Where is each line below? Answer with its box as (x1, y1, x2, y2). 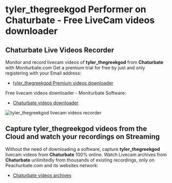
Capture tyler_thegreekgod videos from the (5, 124, 147, 133)
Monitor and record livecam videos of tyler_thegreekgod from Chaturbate (5, 59, 164, 65)
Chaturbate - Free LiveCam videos (5, 14, 155, 26)
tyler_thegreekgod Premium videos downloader (12, 80, 113, 86)
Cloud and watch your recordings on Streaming (5, 132, 160, 141)
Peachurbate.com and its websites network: (5, 162, 99, 168)
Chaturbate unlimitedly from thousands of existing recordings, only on (5, 157, 155, 163)
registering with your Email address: (5, 70, 82, 76)
